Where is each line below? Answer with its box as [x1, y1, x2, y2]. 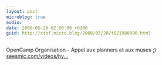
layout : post [6, 8, 38, 15]
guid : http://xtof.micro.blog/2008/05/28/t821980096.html [6, 30, 151, 36]
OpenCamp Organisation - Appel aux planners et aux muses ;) [6, 46, 157, 53]
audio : [6, 19, 22, 25]
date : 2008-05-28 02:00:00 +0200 [6, 25, 88, 31]
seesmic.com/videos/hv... [6, 53, 69, 60]
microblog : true [6, 14, 46, 20]
